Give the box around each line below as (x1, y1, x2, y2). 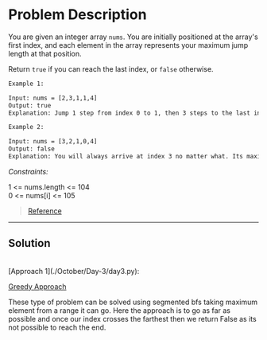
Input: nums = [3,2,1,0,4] (8, 138, 98, 146)
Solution (8, 236, 51, 250)
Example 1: (8, 80, 44, 88)
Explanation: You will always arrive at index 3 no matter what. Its (8, 153, 244, 161)
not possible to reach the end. (8, 322, 106, 332)
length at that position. (8, 49, 82, 58)
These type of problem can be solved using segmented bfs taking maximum (8, 297, 258, 307)
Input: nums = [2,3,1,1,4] (8, 94, 98, 102)
